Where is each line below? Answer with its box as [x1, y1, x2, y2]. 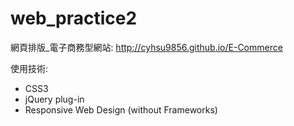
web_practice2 [10, 7, 138, 30]
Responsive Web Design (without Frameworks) [24, 103, 218, 116]
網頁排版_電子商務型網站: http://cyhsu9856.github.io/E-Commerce [10, 41, 283, 53]
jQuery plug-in [24, 93, 85, 105]
